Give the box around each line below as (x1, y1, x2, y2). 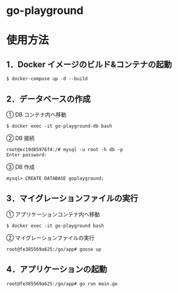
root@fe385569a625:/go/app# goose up (6, 246, 102, 252)
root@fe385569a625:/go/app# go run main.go (6, 280, 118, 287)
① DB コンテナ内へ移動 (6, 111, 67, 118)
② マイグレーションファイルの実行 (6, 234, 95, 241)
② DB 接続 (6, 135, 35, 141)
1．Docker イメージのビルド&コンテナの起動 (6, 59, 172, 70)
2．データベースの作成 (6, 93, 91, 104)
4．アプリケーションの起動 (6, 264, 107, 275)
